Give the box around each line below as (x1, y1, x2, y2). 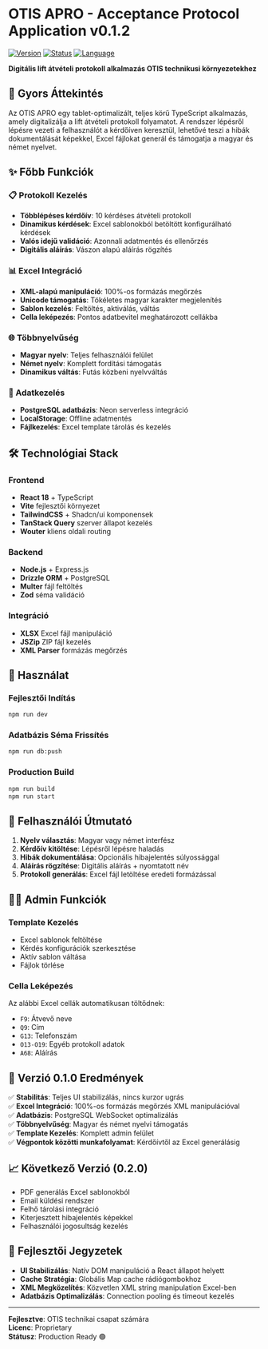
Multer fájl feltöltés (19, 581, 84, 592)
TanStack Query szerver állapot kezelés (19, 518, 153, 528)
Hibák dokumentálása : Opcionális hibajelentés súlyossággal (19, 852, 219, 862)
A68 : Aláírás (19, 1048, 58, 1058)
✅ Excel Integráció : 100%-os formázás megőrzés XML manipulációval (8, 1101, 241, 1111)
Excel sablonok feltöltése (19, 935, 103, 944)
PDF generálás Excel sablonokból (19, 1187, 130, 1196)
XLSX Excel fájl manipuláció (19, 629, 112, 638)
